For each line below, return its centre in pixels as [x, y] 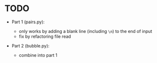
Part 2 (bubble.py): [30, 46]
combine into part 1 [38, 55]
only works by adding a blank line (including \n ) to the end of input [86, 31]
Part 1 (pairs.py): [28, 22]
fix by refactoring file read [45, 36]
